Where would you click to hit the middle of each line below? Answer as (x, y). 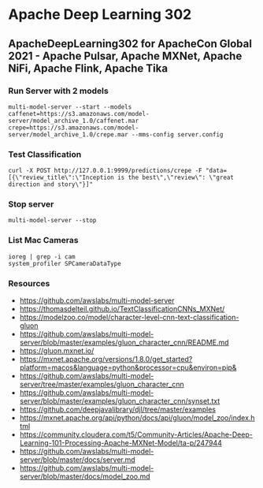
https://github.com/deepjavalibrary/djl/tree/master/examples (118, 410)
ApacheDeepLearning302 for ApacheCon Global (130, 44)
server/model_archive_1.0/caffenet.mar (74, 121)
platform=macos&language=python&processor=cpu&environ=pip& (128, 367)
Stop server (31, 204)
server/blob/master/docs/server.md (77, 460)
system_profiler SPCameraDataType (65, 263)
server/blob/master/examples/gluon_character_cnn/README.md (124, 343)
